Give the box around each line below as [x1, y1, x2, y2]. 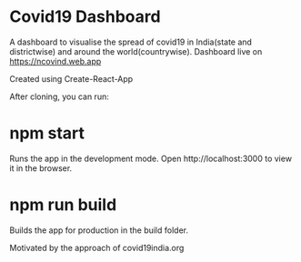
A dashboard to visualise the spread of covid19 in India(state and [9, 36, 253, 47]
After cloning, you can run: [9, 91, 109, 102]
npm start [9, 123, 85, 144]
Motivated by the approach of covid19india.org [9, 242, 185, 253]
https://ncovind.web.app [9, 55, 102, 66]
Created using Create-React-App [9, 73, 134, 84]
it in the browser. [9, 162, 73, 174]
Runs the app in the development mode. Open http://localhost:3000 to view [9, 153, 293, 164]
